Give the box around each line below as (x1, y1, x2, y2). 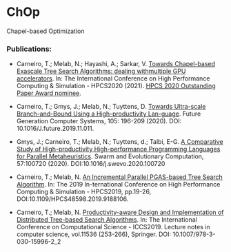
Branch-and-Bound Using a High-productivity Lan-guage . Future (16, 109, 201, 118)
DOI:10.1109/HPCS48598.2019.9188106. (16, 195, 129, 203)
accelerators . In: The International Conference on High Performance (16, 74, 210, 83)
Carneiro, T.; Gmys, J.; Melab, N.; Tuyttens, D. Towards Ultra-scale (16, 103, 206, 111)
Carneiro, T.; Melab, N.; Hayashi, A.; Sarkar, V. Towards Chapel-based (16, 60, 215, 68)
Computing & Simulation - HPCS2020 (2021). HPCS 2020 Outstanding (16, 82, 216, 90)
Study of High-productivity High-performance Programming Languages (16, 145, 221, 154)
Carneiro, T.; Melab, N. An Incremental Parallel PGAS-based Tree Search (16, 173, 223, 181)
